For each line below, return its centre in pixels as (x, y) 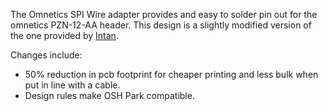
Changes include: (46, 55)
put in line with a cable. (72, 85)
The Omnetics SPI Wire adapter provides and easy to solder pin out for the (164, 14)
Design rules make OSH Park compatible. (109, 95)
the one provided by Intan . (64, 35)
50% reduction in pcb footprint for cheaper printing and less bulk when (171, 74)
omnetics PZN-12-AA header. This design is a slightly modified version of (161, 25)
